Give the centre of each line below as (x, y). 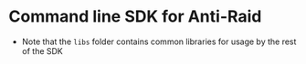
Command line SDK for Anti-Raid (135, 17)
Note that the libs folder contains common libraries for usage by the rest (159, 41)
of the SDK (42, 50)
